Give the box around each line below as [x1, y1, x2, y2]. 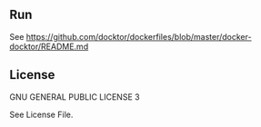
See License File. [9, 109, 74, 120]
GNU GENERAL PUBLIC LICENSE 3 [9, 91, 140, 103]
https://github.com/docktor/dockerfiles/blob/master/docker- [25, 31, 252, 42]
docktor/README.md [9, 41, 89, 52]
